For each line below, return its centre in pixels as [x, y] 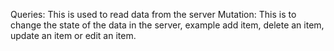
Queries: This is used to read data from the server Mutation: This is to [153, 14]
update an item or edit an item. [73, 35]
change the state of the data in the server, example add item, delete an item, [167, 25]
